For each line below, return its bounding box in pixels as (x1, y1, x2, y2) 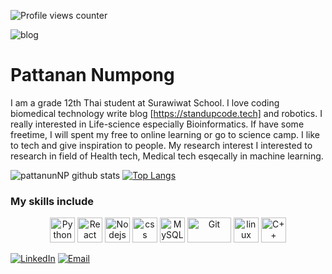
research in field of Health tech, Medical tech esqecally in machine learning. (10, 150, 324, 162)
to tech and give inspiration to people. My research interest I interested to (10, 139, 313, 151)
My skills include (10, 194, 95, 208)
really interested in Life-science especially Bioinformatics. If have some (10, 118, 305, 130)
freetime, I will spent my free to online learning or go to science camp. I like (10, 128, 320, 140)
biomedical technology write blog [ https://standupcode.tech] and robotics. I (10, 107, 323, 119)
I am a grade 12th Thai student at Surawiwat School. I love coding (10, 96, 280, 109)
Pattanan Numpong (10, 64, 175, 87)
